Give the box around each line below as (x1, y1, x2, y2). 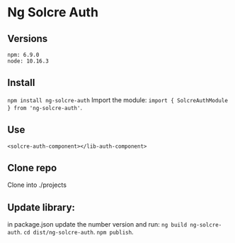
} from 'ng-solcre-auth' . (7, 103, 83, 112)
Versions (7, 33, 48, 45)
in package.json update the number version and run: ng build (7, 220, 188, 229)
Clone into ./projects (7, 180, 67, 189)
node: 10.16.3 (7, 58, 50, 65)
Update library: (7, 201, 76, 213)
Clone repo (7, 162, 57, 174)
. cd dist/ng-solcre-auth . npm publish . (20, 228, 134, 237)
